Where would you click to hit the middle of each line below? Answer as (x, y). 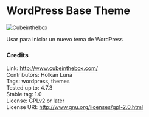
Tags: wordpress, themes (38, 81)
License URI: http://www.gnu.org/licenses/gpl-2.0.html (75, 107)
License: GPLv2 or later (36, 101)
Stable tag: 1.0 (24, 94)
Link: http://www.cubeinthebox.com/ (52, 68)
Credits (17, 55)
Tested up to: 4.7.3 (29, 88)
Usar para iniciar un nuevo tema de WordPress (65, 39)
